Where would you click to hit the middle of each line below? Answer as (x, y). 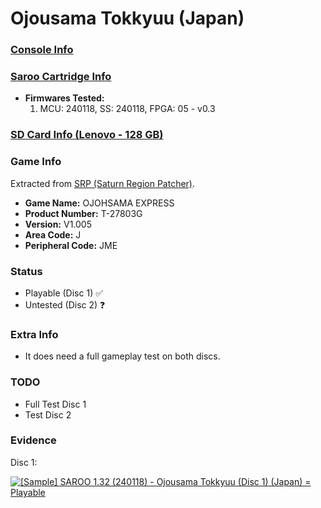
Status (26, 271)
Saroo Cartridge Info (61, 77)
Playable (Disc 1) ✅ (64, 293)
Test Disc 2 (48, 414)
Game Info (36, 162)
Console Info (42, 50)
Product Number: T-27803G (83, 213)
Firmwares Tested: (64, 98)
